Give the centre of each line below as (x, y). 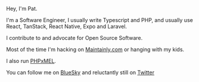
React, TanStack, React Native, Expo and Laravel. (66, 26)
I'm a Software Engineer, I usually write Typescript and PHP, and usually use (100, 20)
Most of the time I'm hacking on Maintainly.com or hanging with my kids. (95, 49)
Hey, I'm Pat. (22, 9)
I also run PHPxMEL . (31, 61)
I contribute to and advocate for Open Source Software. (74, 38)
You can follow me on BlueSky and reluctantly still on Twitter (80, 72)
